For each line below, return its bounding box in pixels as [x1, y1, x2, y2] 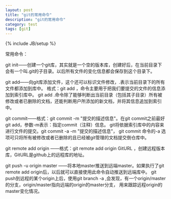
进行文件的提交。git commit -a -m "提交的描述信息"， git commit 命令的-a [5, 128, 160, 134]
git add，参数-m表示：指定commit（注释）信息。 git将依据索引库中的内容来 [5, 122, 164, 128]
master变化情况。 [5, 188, 42, 194]
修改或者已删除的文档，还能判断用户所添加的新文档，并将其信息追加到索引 [5, 98, 162, 105]
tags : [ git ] [5, 27, 31, 32]
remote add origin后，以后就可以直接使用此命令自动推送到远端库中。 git [5, 169, 157, 175]
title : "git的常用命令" [5, 12, 52, 17]
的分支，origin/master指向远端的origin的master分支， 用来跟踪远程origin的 [5, 182, 163, 188]
